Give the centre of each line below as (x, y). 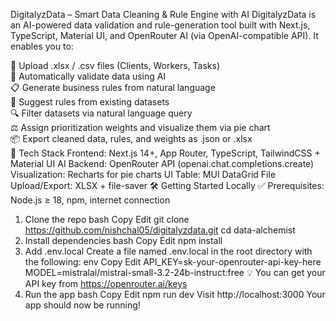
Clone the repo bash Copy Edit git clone (107, 219)
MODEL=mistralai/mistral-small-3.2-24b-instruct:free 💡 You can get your (175, 272)
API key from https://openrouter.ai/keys (106, 283)
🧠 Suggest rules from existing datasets (90, 102)
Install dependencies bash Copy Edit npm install (123, 240)
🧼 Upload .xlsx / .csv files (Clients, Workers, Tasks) (115, 65)
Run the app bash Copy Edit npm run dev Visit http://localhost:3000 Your (175, 294)
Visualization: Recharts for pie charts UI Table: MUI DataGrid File (143, 174)
